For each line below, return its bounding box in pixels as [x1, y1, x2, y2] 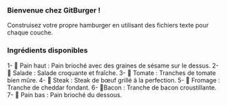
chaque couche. [7, 28, 54, 36]
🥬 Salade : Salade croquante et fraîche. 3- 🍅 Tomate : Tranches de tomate [7, 68, 217, 77]
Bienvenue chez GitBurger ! [7, 6, 101, 15]
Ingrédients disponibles [7, 45, 88, 55]
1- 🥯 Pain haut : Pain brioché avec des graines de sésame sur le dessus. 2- [7, 61, 219, 70]
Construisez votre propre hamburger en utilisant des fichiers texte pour [7, 21, 209, 30]
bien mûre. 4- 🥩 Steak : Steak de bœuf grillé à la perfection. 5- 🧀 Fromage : [7, 76, 220, 84]
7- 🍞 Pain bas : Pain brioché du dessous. [7, 90, 122, 98]
